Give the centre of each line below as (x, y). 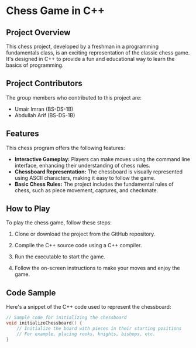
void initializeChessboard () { (44, 323)
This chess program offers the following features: (66, 148)
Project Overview (38, 33)
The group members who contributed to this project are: (74, 97)
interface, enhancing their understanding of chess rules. (82, 165)
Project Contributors (44, 83)
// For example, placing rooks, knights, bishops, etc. (86, 334)
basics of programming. (35, 65)
